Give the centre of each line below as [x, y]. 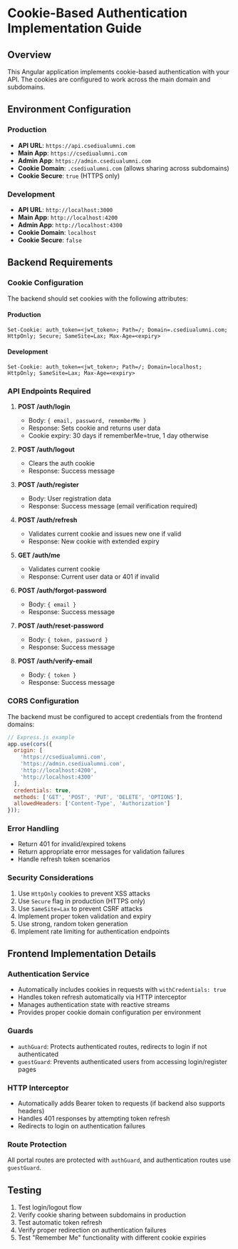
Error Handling [33, 828]
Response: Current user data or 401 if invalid [94, 577]
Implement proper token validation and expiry [84, 916]
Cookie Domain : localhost [57, 232]
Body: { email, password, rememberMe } [87, 421]
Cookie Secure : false [50, 240]
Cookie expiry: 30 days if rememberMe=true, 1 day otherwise [118, 436]
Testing [25, 1190]
